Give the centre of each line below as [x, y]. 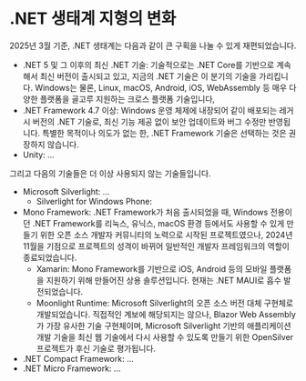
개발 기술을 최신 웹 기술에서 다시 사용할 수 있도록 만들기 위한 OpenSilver [165, 336]
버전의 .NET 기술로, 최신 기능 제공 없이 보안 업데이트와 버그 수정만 [149, 121]
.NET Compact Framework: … [78, 358]
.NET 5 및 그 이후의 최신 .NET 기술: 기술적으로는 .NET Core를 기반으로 [148, 65]
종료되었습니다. [50, 257]
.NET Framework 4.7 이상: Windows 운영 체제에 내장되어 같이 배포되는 [150, 110]
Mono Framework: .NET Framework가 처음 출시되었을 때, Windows [145, 212]
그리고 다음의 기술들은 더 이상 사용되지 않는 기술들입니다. [110, 173]
